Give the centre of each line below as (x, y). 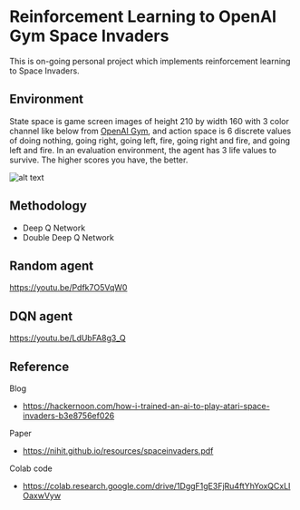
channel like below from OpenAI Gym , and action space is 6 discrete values (150, 131)
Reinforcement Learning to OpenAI (143, 17)
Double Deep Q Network (68, 237)
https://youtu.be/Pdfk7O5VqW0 (68, 288)
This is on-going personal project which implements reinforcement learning (150, 61)
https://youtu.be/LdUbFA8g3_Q (68, 338)
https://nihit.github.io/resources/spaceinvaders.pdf (118, 451)
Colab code (31, 468)
